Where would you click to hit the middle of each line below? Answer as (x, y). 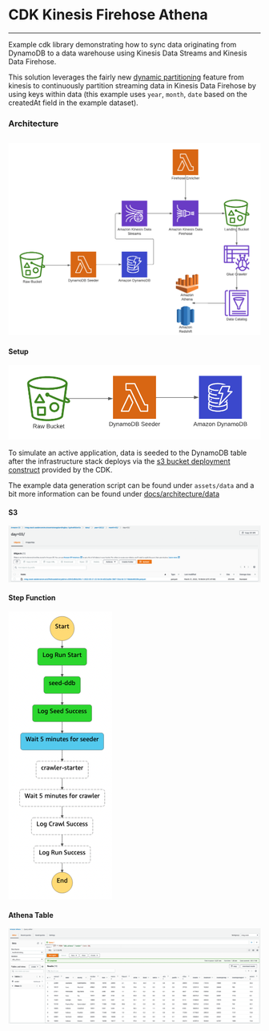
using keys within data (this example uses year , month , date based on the (128, 94)
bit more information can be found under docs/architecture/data (114, 493)
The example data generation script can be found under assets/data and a (131, 485)
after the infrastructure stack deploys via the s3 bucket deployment (119, 461)
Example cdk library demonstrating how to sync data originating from (122, 44)
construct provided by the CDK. (60, 469)
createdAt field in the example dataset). (73, 103)
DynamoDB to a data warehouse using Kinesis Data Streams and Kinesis (128, 53)
